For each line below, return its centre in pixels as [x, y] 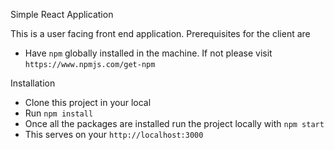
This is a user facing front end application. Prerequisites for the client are [160, 33]
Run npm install [59, 113]
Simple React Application [62, 14]
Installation [33, 83]
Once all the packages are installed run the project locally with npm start [174, 123]
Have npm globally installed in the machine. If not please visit [148, 53]
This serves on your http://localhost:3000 [114, 134]
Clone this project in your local [88, 102]
